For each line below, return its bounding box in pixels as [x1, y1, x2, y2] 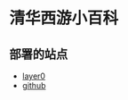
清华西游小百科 [9, 8, 119, 29]
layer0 [21, 71, 46, 81]
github [21, 80, 46, 90]
